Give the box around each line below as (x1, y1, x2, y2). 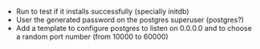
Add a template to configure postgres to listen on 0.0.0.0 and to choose (15, 24, 253, 32)
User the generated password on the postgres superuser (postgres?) (15, 15, 245, 24)
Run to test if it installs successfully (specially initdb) (15, 7, 190, 16)
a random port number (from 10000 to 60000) (15, 32, 169, 41)
